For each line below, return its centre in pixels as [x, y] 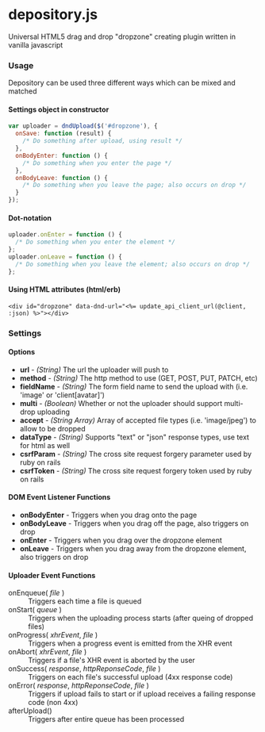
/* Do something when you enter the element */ [96, 242]
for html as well [44, 445]
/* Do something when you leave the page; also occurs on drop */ [134, 185]
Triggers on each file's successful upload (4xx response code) [131, 677]
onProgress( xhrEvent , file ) [53, 635]
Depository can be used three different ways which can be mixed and [122, 83]
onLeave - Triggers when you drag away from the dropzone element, [133, 549]
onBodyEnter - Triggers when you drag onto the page [108, 515]
